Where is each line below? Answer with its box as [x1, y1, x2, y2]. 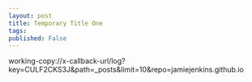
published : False [8, 34, 67, 43]
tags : [8, 27, 27, 35]
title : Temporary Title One [8, 19, 104, 27]
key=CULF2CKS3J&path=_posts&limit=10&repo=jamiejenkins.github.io [8, 65, 245, 75]
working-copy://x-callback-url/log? [8, 56, 126, 66]
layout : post [8, 11, 53, 20]
